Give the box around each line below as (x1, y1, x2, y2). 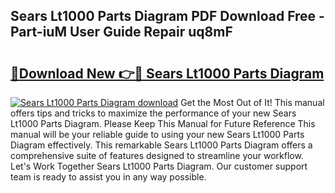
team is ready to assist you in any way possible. (10, 171, 207, 183)
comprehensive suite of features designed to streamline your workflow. (10, 150, 304, 161)
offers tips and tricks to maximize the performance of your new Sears (10, 107, 297, 119)
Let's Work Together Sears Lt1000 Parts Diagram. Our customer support (10, 160, 308, 172)
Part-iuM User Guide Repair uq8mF (10, 24, 233, 41)
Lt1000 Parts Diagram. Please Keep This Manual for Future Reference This (10, 118, 316, 129)
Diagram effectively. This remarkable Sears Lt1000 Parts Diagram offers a (10, 139, 313, 151)
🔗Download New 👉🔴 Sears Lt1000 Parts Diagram (10, 65, 325, 82)
